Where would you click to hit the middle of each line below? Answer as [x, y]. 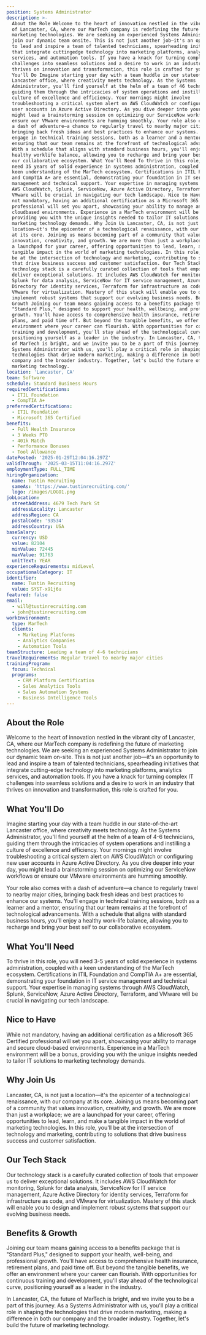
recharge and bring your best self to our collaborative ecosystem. [89, 927]
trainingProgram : [29, 664]
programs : [24, 675]
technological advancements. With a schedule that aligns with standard [97, 914]
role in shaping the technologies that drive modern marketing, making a [97, 1312]
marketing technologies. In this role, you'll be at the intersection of [90, 1127]
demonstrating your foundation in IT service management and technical [97, 981]
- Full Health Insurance [44, 429]
